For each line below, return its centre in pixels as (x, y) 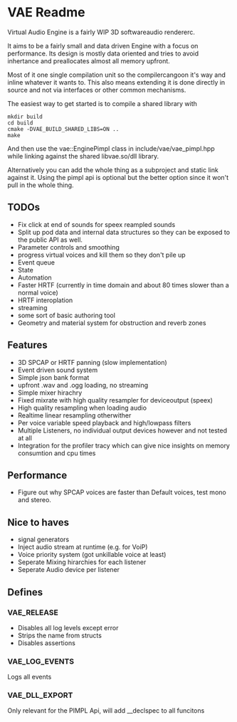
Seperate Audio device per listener (68, 570)
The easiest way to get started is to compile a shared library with (102, 103)
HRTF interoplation (45, 300)
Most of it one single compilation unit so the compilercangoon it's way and (117, 75)
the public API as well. (50, 240)
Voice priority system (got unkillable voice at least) (92, 555)
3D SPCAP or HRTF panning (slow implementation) (92, 362)
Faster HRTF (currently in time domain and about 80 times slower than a (123, 285)
